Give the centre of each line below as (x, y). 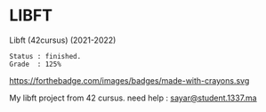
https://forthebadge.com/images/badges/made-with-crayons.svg (129, 80)
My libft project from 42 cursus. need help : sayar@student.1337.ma (133, 98)
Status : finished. (45, 56)
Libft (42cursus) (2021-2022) (63, 40)
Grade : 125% (36, 64)
